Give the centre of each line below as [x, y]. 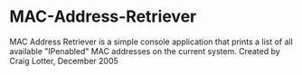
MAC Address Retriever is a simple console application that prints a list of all [151, 42]
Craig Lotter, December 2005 [64, 61]
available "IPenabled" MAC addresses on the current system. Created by [145, 51]
